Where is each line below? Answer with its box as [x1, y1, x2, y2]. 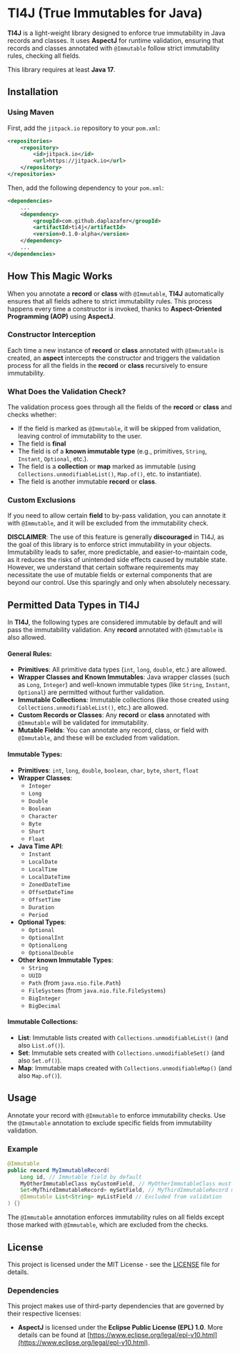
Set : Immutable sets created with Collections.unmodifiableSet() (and [17, 1048, 225, 1057]
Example [7, 1144, 39, 1154]
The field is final [17, 439, 66, 448]
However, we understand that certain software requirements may [7, 563, 199, 572]
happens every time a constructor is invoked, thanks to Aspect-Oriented [7, 304, 222, 313]
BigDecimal [28, 1002, 61, 1010]
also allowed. [7, 633, 46, 642]
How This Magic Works [7, 270, 113, 283]
